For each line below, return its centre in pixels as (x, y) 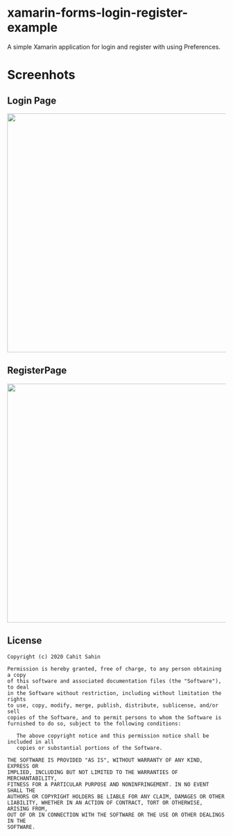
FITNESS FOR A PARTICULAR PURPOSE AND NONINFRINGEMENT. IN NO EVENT (108, 784)
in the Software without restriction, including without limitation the (114, 693)
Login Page (32, 100)
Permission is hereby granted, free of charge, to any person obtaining (114, 669)
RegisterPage (37, 371)
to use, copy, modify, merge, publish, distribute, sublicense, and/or (113, 705)
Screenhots (41, 75)
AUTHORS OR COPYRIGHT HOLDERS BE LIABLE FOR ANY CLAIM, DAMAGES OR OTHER (116, 796)
